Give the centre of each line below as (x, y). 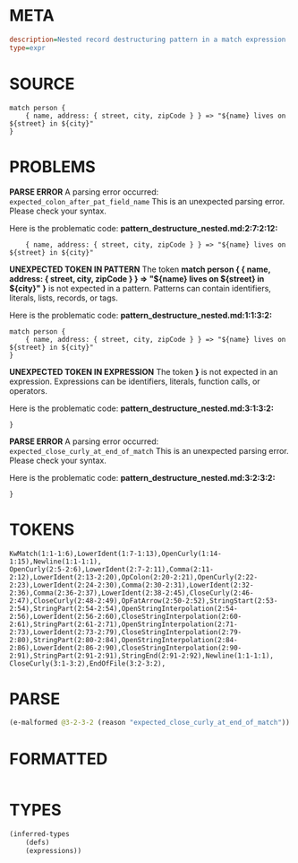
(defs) (38, 843)
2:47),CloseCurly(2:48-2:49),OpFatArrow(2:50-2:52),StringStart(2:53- (144, 601)
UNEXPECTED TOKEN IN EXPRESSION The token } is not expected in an (144, 371)
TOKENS (42, 529)
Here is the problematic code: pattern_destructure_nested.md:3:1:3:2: (142, 408)
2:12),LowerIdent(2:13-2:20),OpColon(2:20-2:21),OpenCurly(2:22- (133, 577)
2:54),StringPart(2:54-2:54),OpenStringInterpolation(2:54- (124, 608)
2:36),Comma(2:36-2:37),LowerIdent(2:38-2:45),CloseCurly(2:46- (132, 593)
